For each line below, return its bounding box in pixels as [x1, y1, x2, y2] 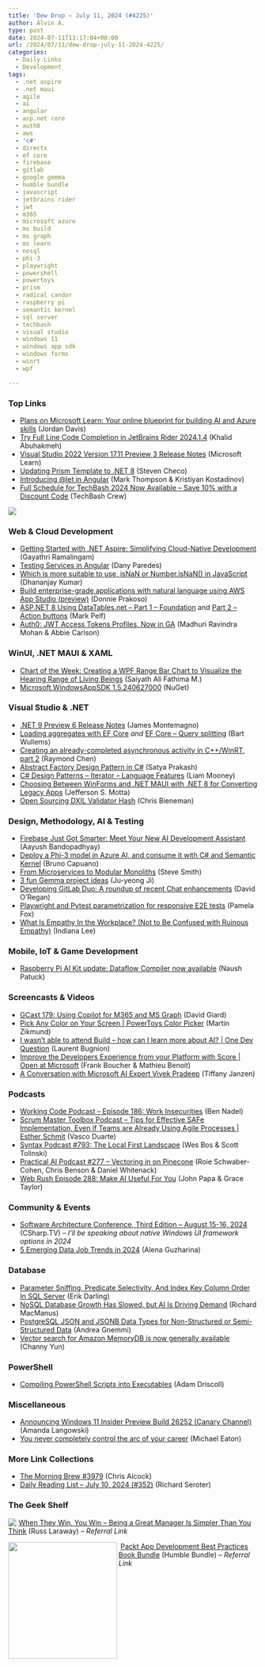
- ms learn [15, 240, 51, 248]
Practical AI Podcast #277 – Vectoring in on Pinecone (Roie [19, 1157, 212, 1166]
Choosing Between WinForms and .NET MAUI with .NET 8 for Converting [19, 779, 258, 788]
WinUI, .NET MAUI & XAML [8, 648, 113, 659]
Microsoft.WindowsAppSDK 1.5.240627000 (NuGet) [19, 682, 190, 692]
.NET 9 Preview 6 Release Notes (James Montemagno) [19, 720, 199, 729]
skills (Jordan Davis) [19, 424, 87, 434]
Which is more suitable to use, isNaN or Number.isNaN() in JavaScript [19, 569, 248, 578]
